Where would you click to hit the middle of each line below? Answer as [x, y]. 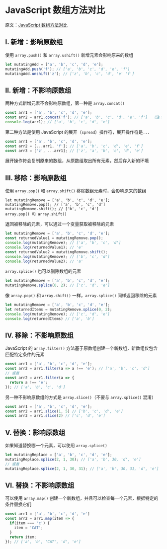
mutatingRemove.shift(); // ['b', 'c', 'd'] [52, 209]
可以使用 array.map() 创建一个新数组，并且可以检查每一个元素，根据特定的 [82, 498]
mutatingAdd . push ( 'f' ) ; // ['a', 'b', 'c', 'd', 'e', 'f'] [68, 69]
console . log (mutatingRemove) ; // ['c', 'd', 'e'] [58, 314]
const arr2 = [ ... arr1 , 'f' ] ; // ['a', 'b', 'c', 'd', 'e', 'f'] [74, 146]
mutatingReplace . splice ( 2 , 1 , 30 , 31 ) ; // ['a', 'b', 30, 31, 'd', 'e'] [82, 469]
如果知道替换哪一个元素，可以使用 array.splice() [56, 446]
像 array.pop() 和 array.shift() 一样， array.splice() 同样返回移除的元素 [81, 296]
